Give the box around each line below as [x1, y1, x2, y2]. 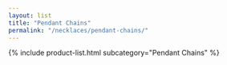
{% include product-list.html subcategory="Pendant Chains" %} [8, 48, 221, 58]
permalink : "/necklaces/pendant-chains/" [8, 26, 149, 34]
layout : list [8, 11, 52, 20]
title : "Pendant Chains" [8, 19, 91, 27]
